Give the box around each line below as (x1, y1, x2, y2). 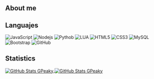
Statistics (5, 54, 36, 62)
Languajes (5, 21, 38, 29)
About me (5, 4, 36, 12)
